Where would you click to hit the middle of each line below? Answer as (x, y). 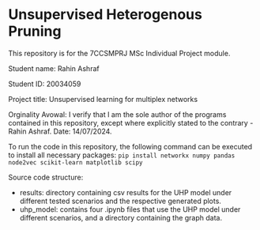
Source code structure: (46, 177)
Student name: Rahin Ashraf (54, 68)
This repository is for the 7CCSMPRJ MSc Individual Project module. (119, 53)
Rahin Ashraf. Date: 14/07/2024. (60, 131)
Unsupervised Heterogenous (106, 15)
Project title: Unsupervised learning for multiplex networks (103, 99)
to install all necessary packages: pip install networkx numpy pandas (122, 155)
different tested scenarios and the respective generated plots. (120, 201)
